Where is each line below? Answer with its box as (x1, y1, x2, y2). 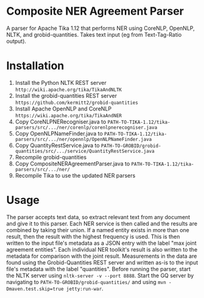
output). (6, 37, 26, 45)
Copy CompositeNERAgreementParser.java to (15, 160, 130, 167)
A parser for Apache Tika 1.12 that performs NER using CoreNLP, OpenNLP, (6, 24, 195, 32)
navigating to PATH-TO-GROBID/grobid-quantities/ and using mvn (6, 278, 166, 285)
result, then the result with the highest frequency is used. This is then (6, 233, 180, 240)
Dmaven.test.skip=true (6, 286, 64, 292)
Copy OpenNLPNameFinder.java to (15, 129, 104, 137)
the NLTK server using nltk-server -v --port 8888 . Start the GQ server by (6, 272, 194, 279)
